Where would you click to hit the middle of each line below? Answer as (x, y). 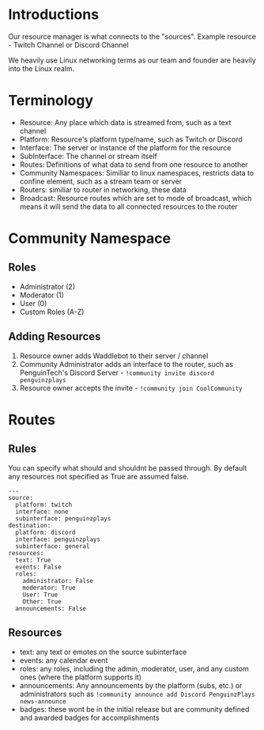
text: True (33, 560)
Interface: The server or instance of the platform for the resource (125, 147)
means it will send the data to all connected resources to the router (129, 206)
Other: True (42, 601)
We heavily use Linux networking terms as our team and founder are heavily (132, 60)
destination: (30, 525)
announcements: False (51, 608)
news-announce (43, 702)
